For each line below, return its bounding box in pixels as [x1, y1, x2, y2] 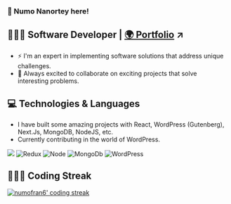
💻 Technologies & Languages [7, 98, 140, 110]
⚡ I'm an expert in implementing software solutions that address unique [17, 51, 224, 60]
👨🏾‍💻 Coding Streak [7, 170, 92, 181]
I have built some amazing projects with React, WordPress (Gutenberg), [17, 120, 225, 129]
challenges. [17, 61, 51, 70]
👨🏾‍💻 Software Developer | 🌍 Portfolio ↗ [7, 29, 184, 41]
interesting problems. [17, 77, 79, 85]
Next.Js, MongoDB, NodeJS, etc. [17, 127, 114, 136]
